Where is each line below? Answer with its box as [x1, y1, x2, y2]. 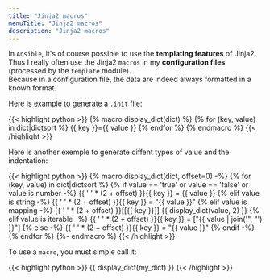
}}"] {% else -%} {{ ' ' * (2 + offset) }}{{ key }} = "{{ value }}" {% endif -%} [8, 223, 255, 232]
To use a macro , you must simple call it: [8, 247, 137, 257]
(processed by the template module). [8, 66, 131, 76]
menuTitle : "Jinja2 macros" [8, 19, 103, 27]
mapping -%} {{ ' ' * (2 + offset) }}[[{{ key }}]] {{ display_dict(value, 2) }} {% [8, 206, 260, 215]
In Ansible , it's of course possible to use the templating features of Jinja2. [8, 49, 257, 59]
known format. [8, 83, 57, 93]
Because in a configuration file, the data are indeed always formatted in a [8, 74, 251, 85]
